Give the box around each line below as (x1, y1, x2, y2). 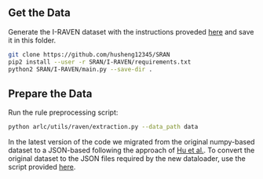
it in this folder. (8, 35, 57, 45)
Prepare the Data (8, 86, 93, 100)
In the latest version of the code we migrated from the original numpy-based (8, 137, 255, 147)
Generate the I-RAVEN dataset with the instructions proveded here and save (8, 27, 254, 36)
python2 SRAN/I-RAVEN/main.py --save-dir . (8, 65, 153, 73)
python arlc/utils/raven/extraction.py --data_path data (8, 123, 199, 131)
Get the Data (8, 6, 71, 20)
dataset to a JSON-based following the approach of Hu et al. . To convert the (8, 145, 255, 155)
